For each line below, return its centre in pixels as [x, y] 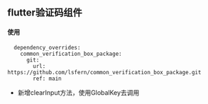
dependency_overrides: [47, 47]
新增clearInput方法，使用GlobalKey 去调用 [78, 92]
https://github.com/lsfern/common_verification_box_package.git [104, 72]
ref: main [47, 79]
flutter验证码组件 [45, 13]
